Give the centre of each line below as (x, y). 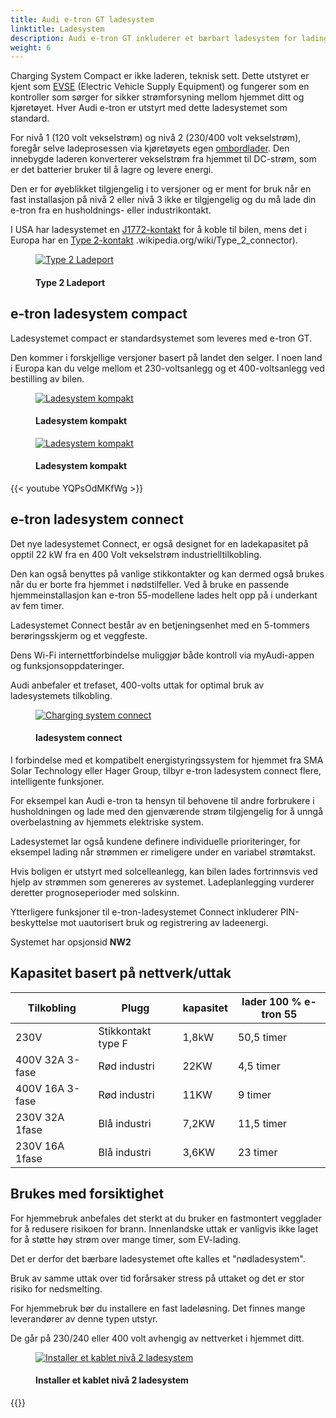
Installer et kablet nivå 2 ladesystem (112, 1380)
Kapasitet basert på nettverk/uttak (121, 973)
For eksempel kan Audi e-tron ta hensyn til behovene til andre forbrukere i (162, 801)
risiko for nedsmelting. (56, 1288)
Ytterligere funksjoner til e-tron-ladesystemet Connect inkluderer (144, 912)
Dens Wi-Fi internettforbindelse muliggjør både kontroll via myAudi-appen (162, 655)
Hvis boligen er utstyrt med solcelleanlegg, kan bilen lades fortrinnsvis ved (164, 872)
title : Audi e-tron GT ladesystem (82, 19)
